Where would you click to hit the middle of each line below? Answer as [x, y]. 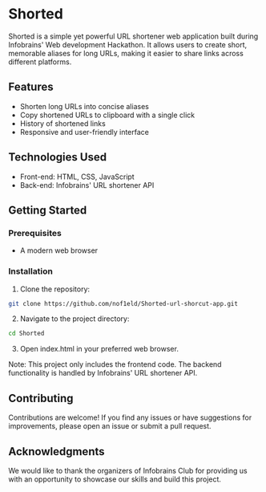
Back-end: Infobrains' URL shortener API [87, 185]
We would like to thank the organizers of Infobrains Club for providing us [128, 470]
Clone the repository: [55, 289]
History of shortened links [62, 123]
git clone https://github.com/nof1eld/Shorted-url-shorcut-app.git [123, 303]
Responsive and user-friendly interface [85, 132]
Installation [31, 271]
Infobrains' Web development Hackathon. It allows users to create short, [128, 44]
